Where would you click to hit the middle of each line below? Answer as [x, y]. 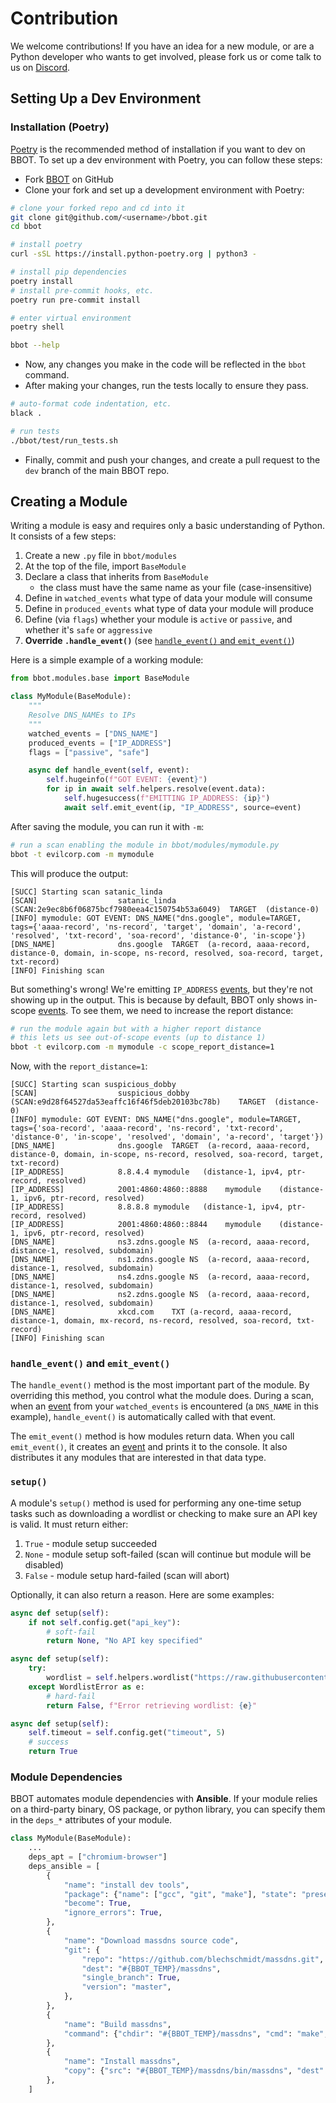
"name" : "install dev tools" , [126, 1885]
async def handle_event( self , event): [109, 770]
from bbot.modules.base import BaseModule [100, 678]
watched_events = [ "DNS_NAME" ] [93, 733]
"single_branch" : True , [131, 1978]
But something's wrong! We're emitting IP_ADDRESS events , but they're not [161, 989]
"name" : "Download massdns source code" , [151, 1940]
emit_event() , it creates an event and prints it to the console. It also [149, 1447]
